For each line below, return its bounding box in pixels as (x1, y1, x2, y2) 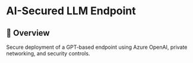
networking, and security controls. (6, 50, 90, 57)
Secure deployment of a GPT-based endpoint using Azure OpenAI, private (6, 43, 188, 51)
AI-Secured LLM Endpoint (6, 4, 137, 18)
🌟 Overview (6, 28, 50, 38)
